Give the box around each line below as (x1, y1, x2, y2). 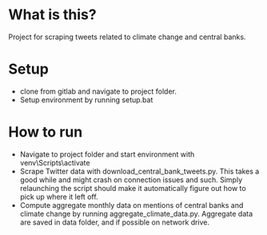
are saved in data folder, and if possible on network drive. (19, 217, 210, 227)
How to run (8, 123, 83, 141)
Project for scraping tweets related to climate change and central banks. (8, 32, 246, 42)
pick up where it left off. (19, 192, 98, 201)
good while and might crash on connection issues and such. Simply (19, 174, 243, 185)
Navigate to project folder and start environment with (19, 149, 195, 159)
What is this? (8, 6, 98, 24)
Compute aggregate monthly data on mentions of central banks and (19, 200, 244, 209)
